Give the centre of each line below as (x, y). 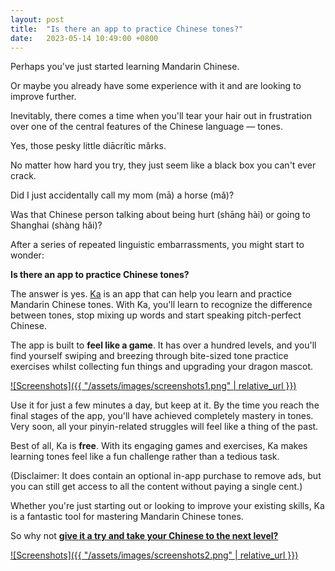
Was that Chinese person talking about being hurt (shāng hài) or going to (160, 215)
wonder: (27, 255)
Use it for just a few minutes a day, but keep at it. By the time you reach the (165, 405)
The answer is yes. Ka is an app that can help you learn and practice (151, 294)
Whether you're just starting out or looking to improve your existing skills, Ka (167, 506)
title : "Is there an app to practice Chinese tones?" (127, 29)
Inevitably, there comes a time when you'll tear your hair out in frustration (161, 116)
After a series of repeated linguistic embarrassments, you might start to (157, 245)
